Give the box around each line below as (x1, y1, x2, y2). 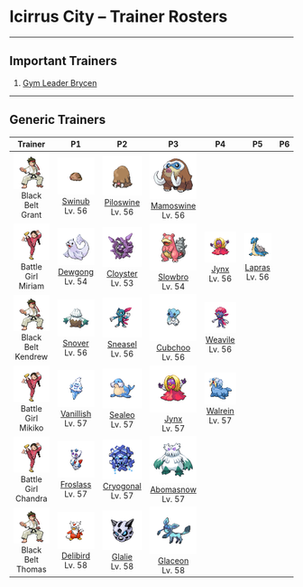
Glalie (111, 552, 133, 563)
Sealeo (109, 410, 135, 421)
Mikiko (19, 422, 44, 433)
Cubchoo (156, 342, 191, 354)
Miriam (18, 280, 45, 291)
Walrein (206, 405, 234, 416)
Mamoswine (150, 201, 197, 212)
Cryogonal (102, 480, 142, 491)
